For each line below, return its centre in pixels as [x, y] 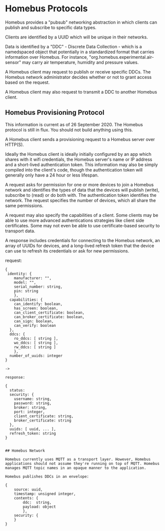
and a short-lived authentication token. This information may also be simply [82, 164]
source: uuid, [28, 489]
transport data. [20, 231]
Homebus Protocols [46, 9]
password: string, [33, 403]
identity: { [19, 274]
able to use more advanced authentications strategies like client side [75, 220]
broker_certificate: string [43, 420]
